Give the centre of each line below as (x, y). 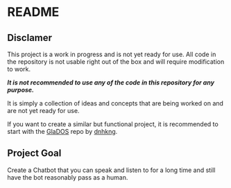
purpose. (21, 90)
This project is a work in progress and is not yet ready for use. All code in (112, 54)
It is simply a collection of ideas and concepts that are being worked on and (115, 103)
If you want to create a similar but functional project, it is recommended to (113, 124)
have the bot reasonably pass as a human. (68, 177)
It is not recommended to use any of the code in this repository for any (111, 83)
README (33, 12)
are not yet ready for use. (43, 111)
